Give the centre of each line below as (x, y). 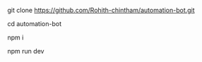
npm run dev (26, 51)
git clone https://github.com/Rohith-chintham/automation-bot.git (101, 10)
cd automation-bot (35, 24)
